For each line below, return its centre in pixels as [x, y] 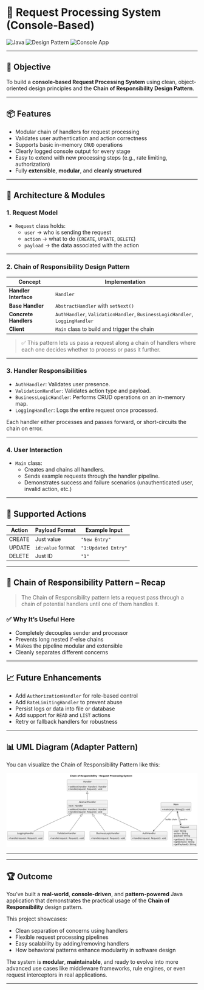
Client [17, 329]
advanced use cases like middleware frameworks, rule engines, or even [96, 969]
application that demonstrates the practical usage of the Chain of [88, 900]
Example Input [104, 530]
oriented [17, 88]
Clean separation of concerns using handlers [72, 931]
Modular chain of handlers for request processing [77, 132]
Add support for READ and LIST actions [63, 715]
